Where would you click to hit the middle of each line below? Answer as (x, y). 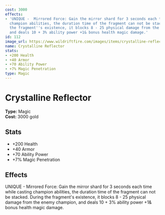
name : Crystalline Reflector (35, 46)
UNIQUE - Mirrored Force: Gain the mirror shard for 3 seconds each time (79, 187)
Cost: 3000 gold (22, 116)
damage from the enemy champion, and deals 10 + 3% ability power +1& (79, 202)
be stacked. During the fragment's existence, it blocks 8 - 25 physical (76, 197)
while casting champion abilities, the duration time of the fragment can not (80, 192)
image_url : (16, 42)
